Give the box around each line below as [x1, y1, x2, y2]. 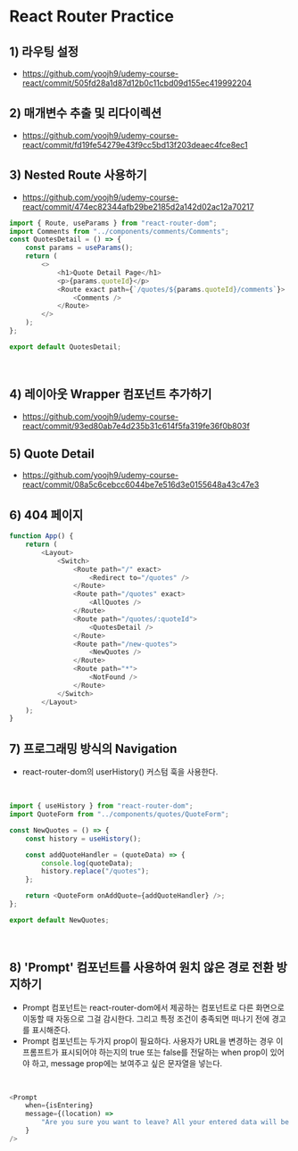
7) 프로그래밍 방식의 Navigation [9, 741, 178, 756]
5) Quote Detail [9, 446, 95, 461]
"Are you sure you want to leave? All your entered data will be [41, 1118, 290, 1127]
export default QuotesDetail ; [9, 342, 122, 352]
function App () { [9, 532, 74, 541]
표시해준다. [31, 1024, 71, 1035]
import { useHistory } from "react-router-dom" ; [9, 801, 194, 811]
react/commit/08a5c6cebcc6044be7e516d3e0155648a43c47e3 [21, 479, 260, 490]
